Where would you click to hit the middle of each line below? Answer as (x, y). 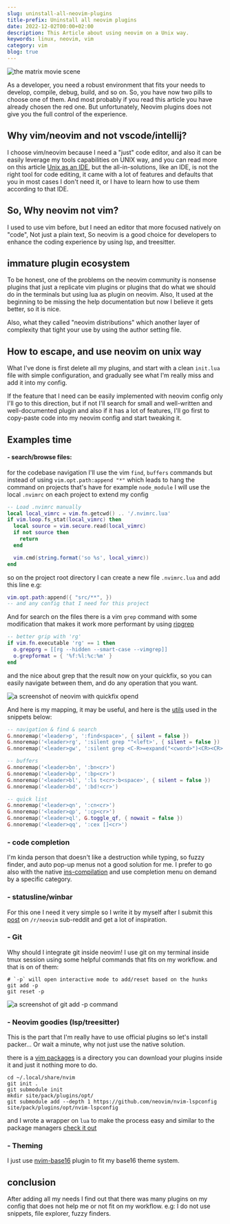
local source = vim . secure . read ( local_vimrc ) (80, 526)
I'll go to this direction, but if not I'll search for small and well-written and (110, 403)
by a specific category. (40, 879)
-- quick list (28, 799)
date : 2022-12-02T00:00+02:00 (51, 26)
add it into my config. (37, 383)
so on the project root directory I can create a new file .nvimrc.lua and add (114, 577)
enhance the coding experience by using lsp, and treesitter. (91, 242)
